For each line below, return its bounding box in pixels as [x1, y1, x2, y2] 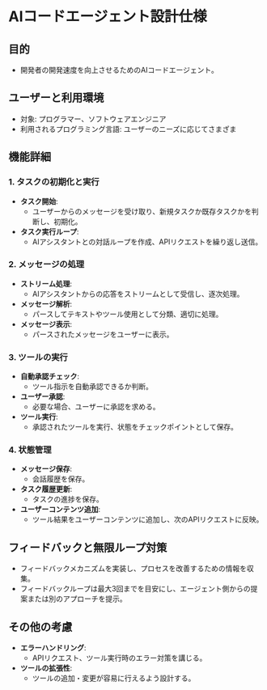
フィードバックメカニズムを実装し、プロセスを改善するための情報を [19, 564, 247, 574]
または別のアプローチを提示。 [27, 594, 127, 603]
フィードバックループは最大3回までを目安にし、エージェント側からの [19, 584, 251, 594]
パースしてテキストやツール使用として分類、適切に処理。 [32, 309, 223, 319]
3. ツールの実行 [8, 351, 69, 362]
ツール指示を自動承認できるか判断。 [32, 382, 154, 392]
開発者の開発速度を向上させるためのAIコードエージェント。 [19, 66, 218, 74]
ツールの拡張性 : [19, 663, 73, 673]
